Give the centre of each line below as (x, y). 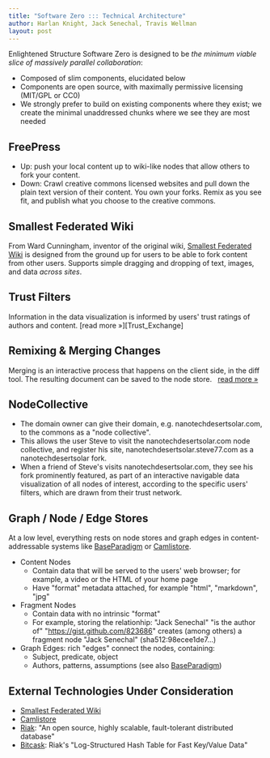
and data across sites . (45, 272)
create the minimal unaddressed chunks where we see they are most (135, 113)
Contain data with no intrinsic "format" (96, 614)
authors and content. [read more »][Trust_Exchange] (96, 325)
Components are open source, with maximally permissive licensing (131, 87)
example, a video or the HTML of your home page (115, 580)
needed (33, 122)
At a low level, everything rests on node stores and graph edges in (118, 538)
